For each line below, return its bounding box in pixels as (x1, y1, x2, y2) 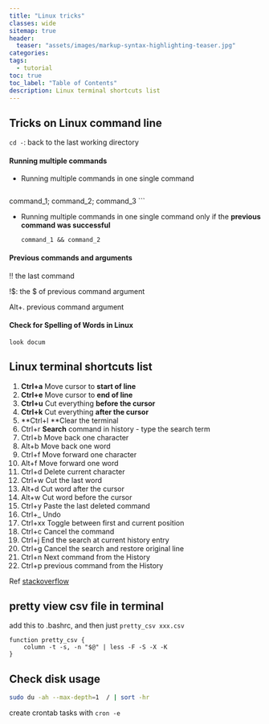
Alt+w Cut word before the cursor (20, 492, 132, 502)
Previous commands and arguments (9, 252, 133, 262)
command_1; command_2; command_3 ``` (9, 196, 145, 206)
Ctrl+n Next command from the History (20, 552, 151, 562)
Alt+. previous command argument (9, 302, 124, 312)
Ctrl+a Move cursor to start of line (20, 381, 137, 391)
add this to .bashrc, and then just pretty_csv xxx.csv (9, 620, 185, 631)
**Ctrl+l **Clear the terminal (20, 415, 119, 425)
